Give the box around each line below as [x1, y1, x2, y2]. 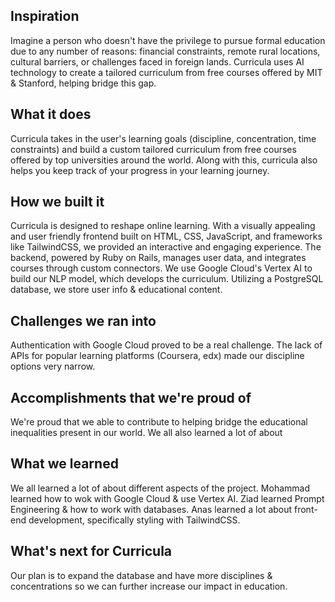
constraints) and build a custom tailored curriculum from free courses [10, 143, 297, 155]
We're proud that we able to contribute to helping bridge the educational [10, 416, 308, 428]
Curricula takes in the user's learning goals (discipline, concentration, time [10, 132, 317, 144]
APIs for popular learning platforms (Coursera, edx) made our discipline [10, 350, 305, 362]
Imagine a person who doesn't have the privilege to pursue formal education [10, 34, 326, 46]
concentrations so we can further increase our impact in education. [10, 580, 288, 592]
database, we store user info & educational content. [10, 284, 223, 296]
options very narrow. [10, 360, 96, 373]
